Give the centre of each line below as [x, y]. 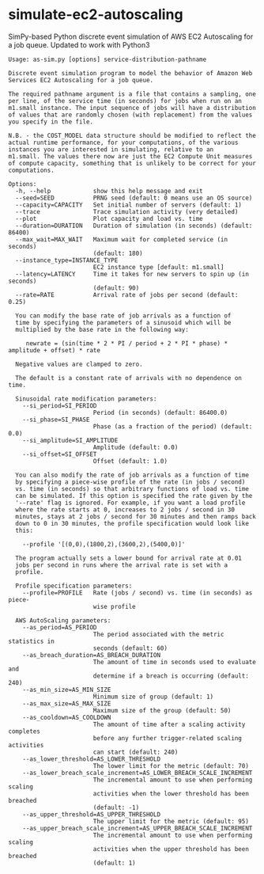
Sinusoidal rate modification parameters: [86, 399]
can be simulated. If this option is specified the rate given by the [134, 496]
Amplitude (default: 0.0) [136, 447]
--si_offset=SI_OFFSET [60, 454]
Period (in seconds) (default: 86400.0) [160, 412]
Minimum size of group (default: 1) [153, 697]
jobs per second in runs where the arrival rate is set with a [121, 565]
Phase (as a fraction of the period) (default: [173, 426]
